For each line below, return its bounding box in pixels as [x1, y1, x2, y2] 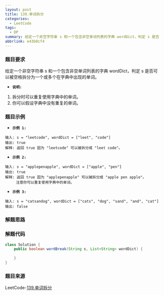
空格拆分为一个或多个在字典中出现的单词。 [13, 74, 99, 80]
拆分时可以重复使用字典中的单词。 [12, 94, 81, 100]
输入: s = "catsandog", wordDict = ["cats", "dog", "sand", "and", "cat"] [5, 199, 159, 204]
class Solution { [5, 242, 41, 247]
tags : [5, 25, 16, 30]
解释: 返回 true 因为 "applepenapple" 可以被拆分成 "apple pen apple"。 [5, 175, 146, 180]
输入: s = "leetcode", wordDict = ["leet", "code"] [5, 135, 111, 140]
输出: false [5, 204, 28, 209]
